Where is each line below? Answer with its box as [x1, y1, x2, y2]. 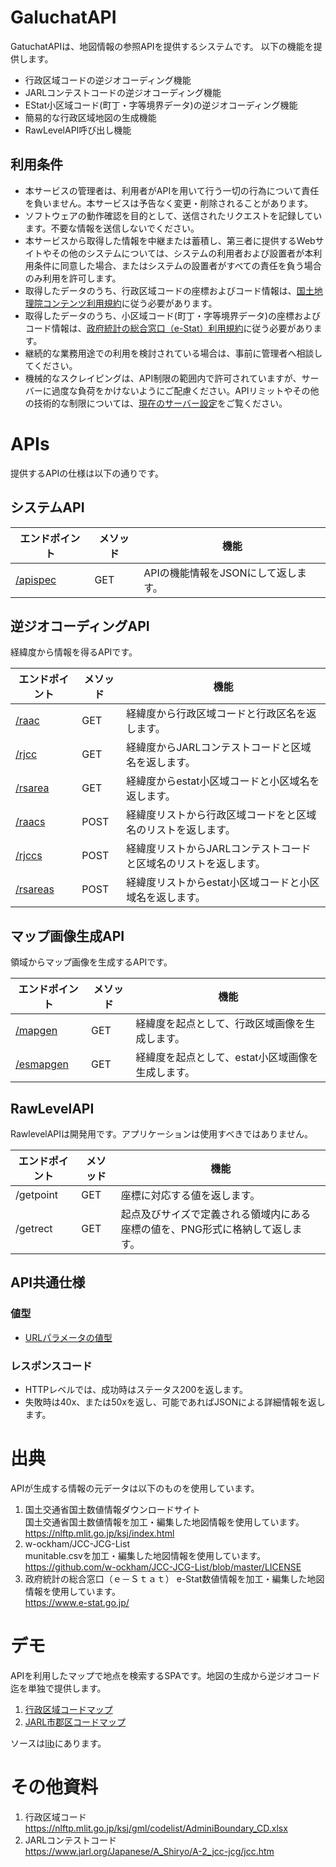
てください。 [24, 359, 78, 371]
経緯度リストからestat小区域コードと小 [126, 876, 310, 890]
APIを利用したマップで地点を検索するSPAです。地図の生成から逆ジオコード [10, 1669, 321, 1681]
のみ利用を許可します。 [24, 272, 122, 284]
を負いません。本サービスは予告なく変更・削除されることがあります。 [24, 197, 313, 209]
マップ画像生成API [10, 927, 125, 945]
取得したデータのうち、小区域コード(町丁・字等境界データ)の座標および [24, 309, 322, 321]
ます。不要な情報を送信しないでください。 [24, 222, 200, 234]
